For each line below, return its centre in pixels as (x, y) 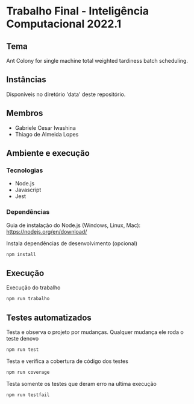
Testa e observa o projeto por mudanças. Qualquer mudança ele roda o (95, 332)
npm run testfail (28, 395)
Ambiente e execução (48, 153)
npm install (21, 254)
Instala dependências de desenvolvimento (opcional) (72, 243)
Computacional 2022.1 (64, 24)
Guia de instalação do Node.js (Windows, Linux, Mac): (74, 225)
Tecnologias (25, 170)
